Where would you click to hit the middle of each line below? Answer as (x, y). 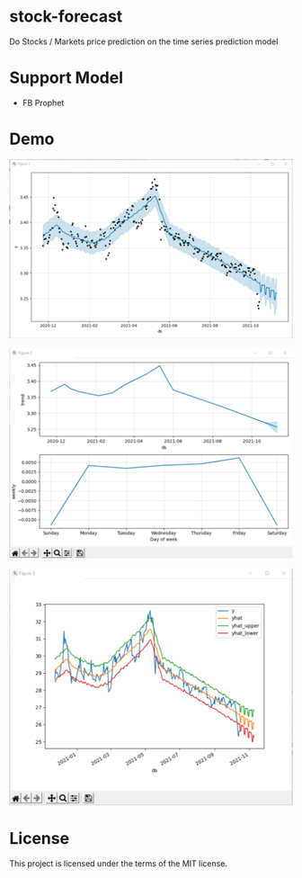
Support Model (67, 78)
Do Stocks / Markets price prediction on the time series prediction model (144, 41)
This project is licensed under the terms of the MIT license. (118, 863)
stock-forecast (66, 17)
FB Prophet (43, 103)
